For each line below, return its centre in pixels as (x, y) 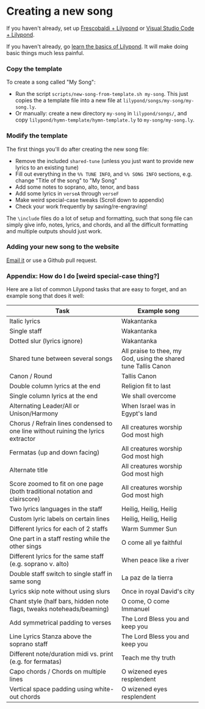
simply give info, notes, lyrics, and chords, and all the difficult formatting (97, 225)
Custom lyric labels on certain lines (59, 519)
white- (104, 689)
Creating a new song (60, 11)
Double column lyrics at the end (55, 386)
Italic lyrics (25, 321)
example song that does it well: (45, 296)
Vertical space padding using (51, 689)
